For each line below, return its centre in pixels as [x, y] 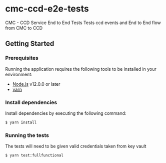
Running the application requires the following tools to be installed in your [81, 69]
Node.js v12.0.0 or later [36, 84]
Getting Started [30, 44]
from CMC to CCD [24, 28]
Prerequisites [22, 58]
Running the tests [27, 135]
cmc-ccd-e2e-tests [47, 9]
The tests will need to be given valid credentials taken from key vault [76, 146]
